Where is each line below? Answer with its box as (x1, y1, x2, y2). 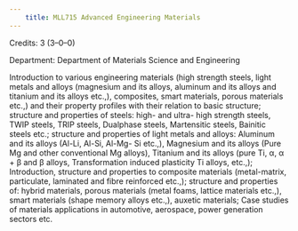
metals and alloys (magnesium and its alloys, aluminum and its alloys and (9, 81, 277, 92)
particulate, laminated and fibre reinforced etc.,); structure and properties (9, 175, 278, 187)
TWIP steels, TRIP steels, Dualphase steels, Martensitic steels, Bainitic (9, 119, 267, 130)
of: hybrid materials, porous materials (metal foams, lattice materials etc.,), (9, 185, 282, 195)
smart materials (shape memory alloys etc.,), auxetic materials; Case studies (9, 195, 289, 205)
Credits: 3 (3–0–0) (9, 37, 76, 48)
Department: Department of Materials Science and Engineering (9, 54, 240, 65)
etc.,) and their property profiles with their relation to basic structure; (9, 100, 262, 111)
